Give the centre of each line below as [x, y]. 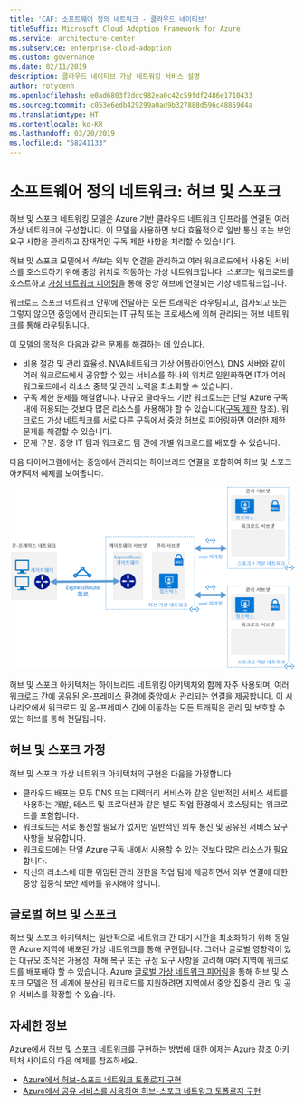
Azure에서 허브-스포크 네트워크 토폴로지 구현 [102, 1080]
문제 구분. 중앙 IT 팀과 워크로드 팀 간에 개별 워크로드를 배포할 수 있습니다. [151, 443]
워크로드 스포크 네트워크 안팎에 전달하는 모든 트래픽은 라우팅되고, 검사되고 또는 [148, 302]
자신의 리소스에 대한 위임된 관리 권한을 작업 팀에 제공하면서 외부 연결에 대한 [155, 872]
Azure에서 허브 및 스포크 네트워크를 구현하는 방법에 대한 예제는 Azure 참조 [141, 1049]
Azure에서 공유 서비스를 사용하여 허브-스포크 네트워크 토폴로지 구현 [142, 1091]
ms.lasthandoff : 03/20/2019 [62, 134]
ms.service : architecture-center [72, 38]
